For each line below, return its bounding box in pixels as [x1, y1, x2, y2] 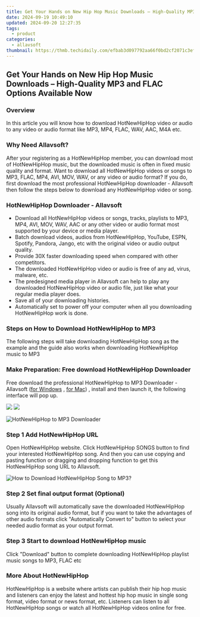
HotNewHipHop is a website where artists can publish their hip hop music [6, 585, 187, 592]
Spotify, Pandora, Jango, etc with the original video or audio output [14, 240, 180, 247]
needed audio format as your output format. [6, 522, 114, 529]
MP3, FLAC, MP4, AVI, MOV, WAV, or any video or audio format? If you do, [6, 173, 188, 181]
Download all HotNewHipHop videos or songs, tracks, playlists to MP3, [14, 215, 189, 222]
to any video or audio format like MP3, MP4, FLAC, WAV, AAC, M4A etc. [6, 126, 182, 133]
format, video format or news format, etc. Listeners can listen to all [6, 597, 170, 605]
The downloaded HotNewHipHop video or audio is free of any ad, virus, [14, 265, 191, 272]
